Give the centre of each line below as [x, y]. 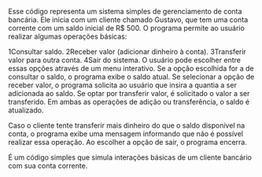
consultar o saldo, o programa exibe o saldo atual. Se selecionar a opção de [131, 77]
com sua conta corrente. [48, 166]
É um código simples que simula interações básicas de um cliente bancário [130, 157]
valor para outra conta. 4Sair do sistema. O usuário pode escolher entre [125, 60]
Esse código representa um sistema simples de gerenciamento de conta [125, 11]
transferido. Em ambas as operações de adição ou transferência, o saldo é [129, 102]
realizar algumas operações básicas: [68, 36]
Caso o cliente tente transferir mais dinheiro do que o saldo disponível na [127, 125]
